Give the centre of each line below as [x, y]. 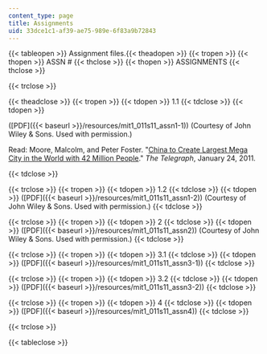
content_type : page [41, 16]
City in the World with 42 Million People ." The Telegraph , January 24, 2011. [132, 158]
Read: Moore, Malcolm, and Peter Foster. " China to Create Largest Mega [128, 150]
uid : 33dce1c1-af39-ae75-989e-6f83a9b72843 [82, 31]
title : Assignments [41, 23]
